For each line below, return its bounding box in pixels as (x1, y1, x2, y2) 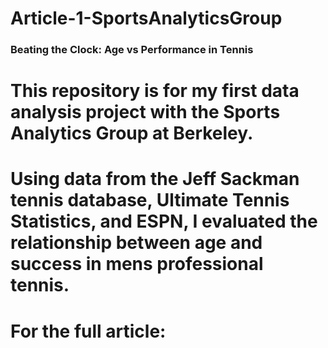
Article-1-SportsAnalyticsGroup (10, 7, 283, 30)
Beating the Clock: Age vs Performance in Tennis (10, 43, 254, 57)
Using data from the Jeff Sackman (10, 168, 300, 191)
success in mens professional (10, 253, 264, 276)
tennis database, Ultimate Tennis (10, 189, 290, 212)
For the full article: (10, 320, 167, 342)
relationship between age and (10, 232, 263, 254)
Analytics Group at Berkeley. (10, 122, 254, 145)
